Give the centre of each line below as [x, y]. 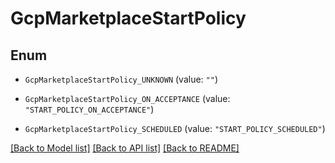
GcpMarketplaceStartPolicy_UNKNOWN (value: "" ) [121, 79]
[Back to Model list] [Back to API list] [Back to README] [125, 148]
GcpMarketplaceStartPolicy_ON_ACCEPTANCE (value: [127, 98]
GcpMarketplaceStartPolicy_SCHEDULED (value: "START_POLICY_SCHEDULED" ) [175, 128]
